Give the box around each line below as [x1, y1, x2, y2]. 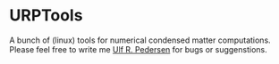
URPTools [9, 5, 83, 26]
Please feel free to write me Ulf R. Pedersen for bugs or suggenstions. [9, 44, 267, 54]
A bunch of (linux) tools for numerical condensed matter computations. [9, 35, 271, 45]
